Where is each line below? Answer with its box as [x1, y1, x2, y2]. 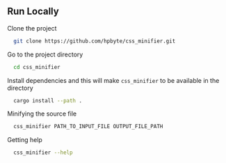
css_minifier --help [13, 149, 73, 156]
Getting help [7, 136, 43, 144]
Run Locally [7, 6, 59, 17]
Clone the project [7, 24, 57, 32]
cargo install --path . [13, 97, 82, 104]
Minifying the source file [7, 109, 77, 118]
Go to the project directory [7, 50, 83, 59]
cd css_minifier [13, 63, 60, 70]
